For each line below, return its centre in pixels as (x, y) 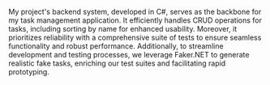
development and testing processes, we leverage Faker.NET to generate (129, 55)
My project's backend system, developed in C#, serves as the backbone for (135, 12)
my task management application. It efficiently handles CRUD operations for (135, 20)
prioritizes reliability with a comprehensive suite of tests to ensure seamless (135, 37)
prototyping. (29, 72)
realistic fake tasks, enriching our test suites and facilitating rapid (117, 63)
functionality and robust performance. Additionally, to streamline (116, 46)
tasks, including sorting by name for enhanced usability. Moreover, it (123, 29)
